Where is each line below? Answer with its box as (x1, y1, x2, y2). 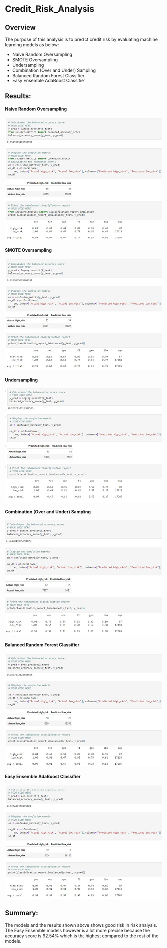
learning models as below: (5, 42, 59, 48)
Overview (5, 23, 36, 32)
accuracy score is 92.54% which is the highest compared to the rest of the (5, 933, 159, 939)
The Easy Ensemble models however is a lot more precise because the (5, 927, 150, 933)
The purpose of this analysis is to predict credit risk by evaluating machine (5, 36, 158, 42)
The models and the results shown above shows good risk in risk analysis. (5, 922, 158, 928)
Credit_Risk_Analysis (5, 3, 95, 15)
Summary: (5, 909, 38, 917)
